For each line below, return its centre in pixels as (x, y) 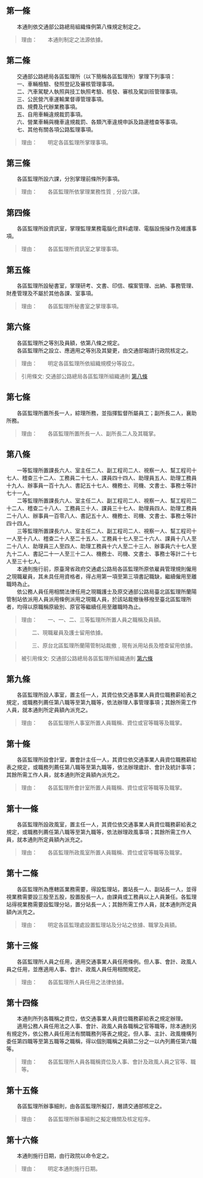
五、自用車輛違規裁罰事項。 (51, 114)
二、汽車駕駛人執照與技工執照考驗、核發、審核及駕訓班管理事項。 (99, 91)
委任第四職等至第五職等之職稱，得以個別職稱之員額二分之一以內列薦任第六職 (101, 1042)
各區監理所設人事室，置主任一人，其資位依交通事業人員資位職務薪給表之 (107, 695)
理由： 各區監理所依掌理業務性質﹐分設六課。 (82, 192)
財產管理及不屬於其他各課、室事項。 (51, 294)
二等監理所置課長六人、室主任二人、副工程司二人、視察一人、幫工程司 (104, 500)
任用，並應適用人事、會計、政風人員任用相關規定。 (80, 969)
